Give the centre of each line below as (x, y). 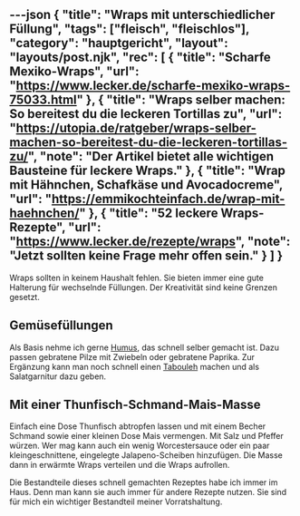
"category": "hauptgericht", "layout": (119, 43)
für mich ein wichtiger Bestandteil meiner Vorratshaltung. (116, 501)
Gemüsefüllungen (61, 326)
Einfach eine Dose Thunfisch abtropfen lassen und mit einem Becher (138, 426)
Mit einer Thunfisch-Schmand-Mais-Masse (135, 405)
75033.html (43, 100)
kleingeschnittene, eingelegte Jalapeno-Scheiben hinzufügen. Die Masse (146, 455)
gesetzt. (25, 297)
